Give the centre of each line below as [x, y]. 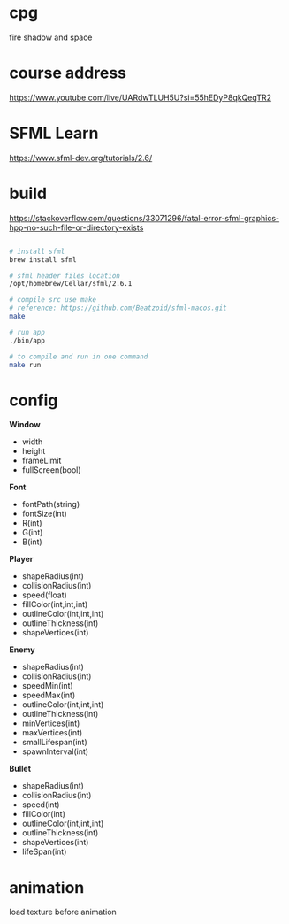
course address [68, 73]
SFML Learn [54, 133]
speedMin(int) [47, 686]
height [34, 451]
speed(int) [41, 805]
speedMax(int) [49, 695]
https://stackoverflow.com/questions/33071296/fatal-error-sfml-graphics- [144, 218]
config [34, 400]
